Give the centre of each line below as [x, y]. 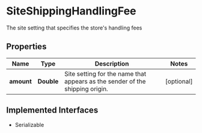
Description [112, 63]
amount [20, 81]
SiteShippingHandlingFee [71, 11]
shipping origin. [86, 88]
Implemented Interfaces [52, 110]
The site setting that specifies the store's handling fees [74, 28]
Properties [26, 47]
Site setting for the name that [105, 73]
